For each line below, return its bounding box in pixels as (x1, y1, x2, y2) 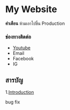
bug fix (5, 99, 20, 105)
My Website (5, 4, 57, 15)
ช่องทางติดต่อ (5, 33, 32, 40)
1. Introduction (5, 89, 34, 95)
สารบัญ (5, 76, 23, 84)
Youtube (12, 45, 31, 51)
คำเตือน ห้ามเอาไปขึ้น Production (5, 20, 65, 26)
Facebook (12, 56, 34, 62)
